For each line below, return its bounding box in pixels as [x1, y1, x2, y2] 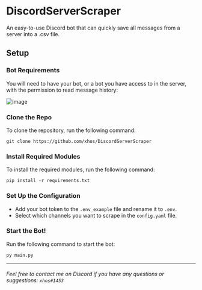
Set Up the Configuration [6, 192, 81, 200]
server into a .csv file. [6, 30, 60, 37]
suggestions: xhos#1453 [6, 277, 64, 284]
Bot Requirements [6, 66, 60, 75]
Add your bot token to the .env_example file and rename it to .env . [14, 205, 177, 212]
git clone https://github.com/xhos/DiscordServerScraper [6, 138, 152, 144]
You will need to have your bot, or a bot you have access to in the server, [6, 80, 187, 87]
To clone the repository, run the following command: [6, 127, 136, 134]
